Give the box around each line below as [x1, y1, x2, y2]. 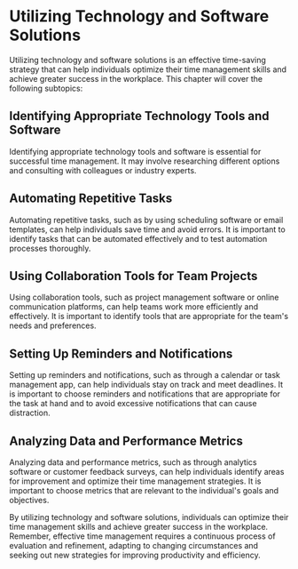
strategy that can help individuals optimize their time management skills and [9, 64, 286, 75]
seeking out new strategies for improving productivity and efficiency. [9, 549, 261, 560]
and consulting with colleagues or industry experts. [9, 164, 197, 175]
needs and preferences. [9, 320, 97, 331]
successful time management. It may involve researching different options [9, 156, 280, 166]
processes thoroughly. [9, 243, 91, 253]
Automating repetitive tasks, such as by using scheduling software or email [9, 214, 284, 225]
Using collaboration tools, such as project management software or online [9, 292, 279, 303]
